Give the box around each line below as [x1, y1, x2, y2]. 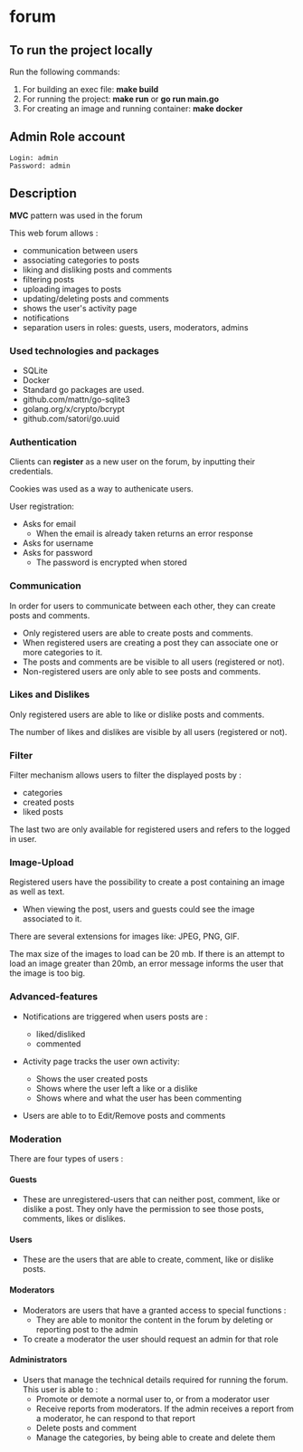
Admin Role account [9, 129, 126, 145]
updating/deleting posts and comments [22, 292, 169, 304]
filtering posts [22, 273, 75, 284]
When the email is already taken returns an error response [35, 528, 253, 540]
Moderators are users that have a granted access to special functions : [22, 1304, 287, 1315]
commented [35, 1038, 81, 1049]
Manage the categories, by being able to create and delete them [35, 1432, 276, 1443]
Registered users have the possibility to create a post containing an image [9, 876, 285, 888]
